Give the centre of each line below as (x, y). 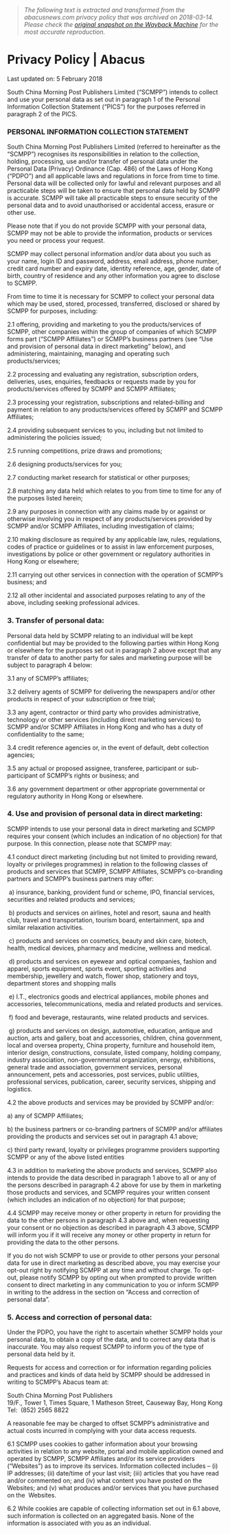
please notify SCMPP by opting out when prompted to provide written (118, 1277)
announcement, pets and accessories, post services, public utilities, (103, 1074)
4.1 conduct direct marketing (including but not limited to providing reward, (113, 857)
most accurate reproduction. (65, 32)
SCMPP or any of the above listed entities (66, 1157)
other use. (22, 213)
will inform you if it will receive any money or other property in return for (109, 1235)
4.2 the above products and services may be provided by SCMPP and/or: (111, 1102)
